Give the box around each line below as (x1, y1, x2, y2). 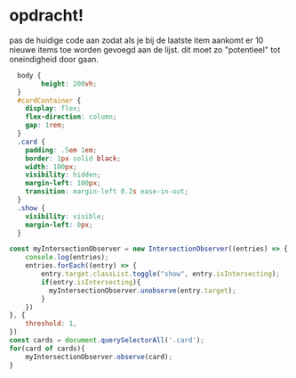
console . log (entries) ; (25, 253, 109, 262)
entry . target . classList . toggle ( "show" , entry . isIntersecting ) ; (41, 269, 280, 279)
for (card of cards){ (9, 344, 86, 353)
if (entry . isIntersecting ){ (41, 277, 141, 286)
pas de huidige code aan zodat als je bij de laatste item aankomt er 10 (9, 35, 264, 45)
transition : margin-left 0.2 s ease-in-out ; (25, 187, 189, 196)
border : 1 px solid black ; (25, 153, 122, 163)
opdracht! (9, 5, 84, 26)
